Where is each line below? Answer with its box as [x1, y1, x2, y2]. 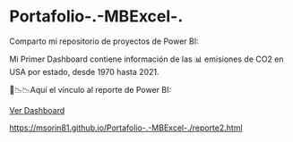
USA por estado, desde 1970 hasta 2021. [9, 66, 159, 77]
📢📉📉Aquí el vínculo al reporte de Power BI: [9, 84, 172, 95]
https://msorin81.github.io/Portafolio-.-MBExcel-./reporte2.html [9, 122, 244, 133]
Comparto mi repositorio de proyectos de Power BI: [9, 36, 199, 46]
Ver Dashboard [9, 104, 65, 115]
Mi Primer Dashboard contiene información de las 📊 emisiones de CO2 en [9, 54, 284, 64]
